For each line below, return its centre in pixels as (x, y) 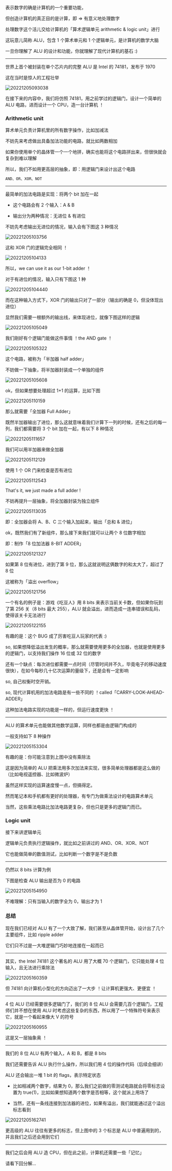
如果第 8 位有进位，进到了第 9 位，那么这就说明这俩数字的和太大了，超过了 (85, 564)
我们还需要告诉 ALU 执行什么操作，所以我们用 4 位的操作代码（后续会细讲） (85, 1064)
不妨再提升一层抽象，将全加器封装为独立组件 (52, 501)
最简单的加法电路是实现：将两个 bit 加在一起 (52, 194)
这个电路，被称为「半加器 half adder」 (46, 359)
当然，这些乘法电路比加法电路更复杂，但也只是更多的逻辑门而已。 (75, 807)
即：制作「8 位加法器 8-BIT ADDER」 (45, 544)
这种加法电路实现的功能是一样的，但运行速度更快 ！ (60, 710)
